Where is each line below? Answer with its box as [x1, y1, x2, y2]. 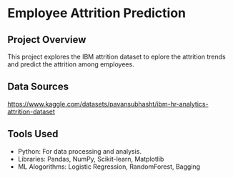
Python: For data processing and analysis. [17, 147, 142, 155]
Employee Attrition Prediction [7, 5, 187, 21]
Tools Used [7, 128, 59, 140]
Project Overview [7, 34, 86, 46]
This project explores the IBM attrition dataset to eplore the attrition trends [7, 52, 227, 61]
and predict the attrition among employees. [7, 60, 134, 69]
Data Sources [7, 81, 69, 93]
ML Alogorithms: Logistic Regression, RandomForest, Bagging [17, 162, 201, 171]
